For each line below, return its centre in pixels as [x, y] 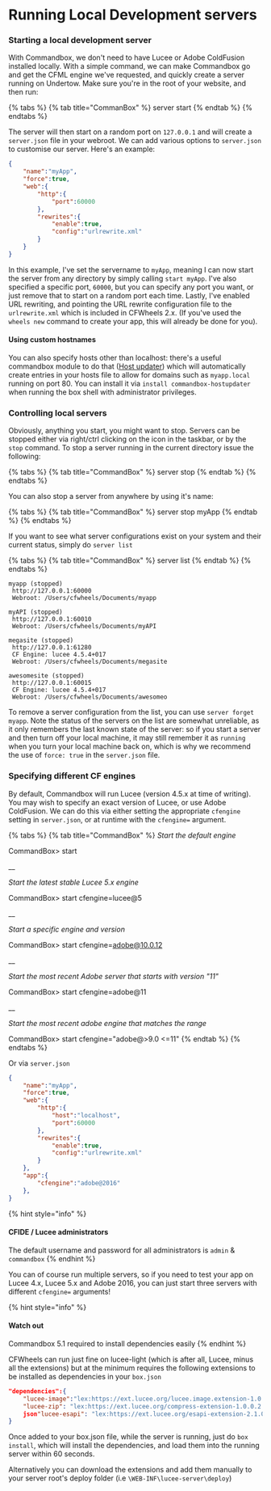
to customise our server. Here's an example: [82, 149]
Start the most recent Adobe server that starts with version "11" [114, 976]
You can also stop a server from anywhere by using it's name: [111, 496]
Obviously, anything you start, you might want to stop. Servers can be [124, 431]
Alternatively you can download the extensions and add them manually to [130, 1470]
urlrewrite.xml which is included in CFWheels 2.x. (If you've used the [125, 312]
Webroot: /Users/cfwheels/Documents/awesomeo [90, 697]
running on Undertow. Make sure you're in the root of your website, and [127, 83]
